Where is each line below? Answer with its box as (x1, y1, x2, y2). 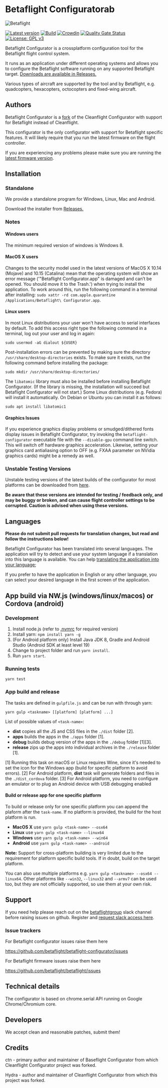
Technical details (5, 982, 60, 991)
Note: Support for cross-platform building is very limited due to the (5, 850, 144, 856)
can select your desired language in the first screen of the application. (5, 577, 150, 583)
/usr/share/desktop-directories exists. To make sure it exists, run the (5, 354, 150, 360)
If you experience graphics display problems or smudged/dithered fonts (5, 426, 154, 432)
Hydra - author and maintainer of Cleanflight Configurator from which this (5, 1072, 157, 1078)
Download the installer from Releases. (5, 206, 84, 212)
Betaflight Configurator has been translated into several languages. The (5, 546, 153, 552)
